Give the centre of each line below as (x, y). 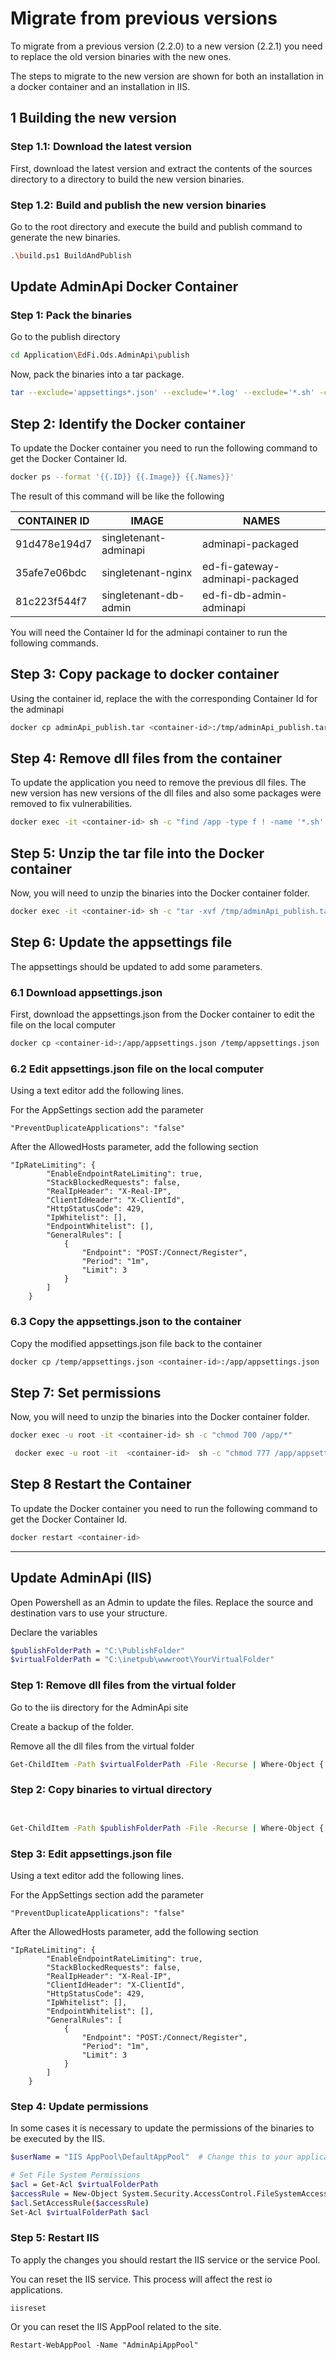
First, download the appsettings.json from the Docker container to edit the (162, 1014)
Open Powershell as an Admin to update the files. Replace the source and (161, 1602)
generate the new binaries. (65, 237)
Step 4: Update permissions (79, 2106)
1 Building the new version (93, 118)
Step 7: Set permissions (86, 1392)
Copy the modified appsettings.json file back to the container (136, 1343)
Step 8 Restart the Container (101, 1484)
